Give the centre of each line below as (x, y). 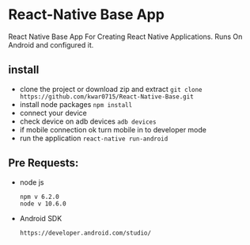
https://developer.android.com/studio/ (85, 233)
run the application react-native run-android (94, 138)
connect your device (53, 113)
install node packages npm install (76, 104)
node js (32, 182)
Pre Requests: (44, 163)
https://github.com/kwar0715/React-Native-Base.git (106, 97)
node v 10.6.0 (43, 204)
